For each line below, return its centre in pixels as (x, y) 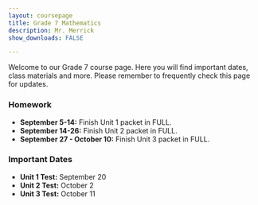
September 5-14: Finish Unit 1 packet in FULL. (96, 122)
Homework (30, 105)
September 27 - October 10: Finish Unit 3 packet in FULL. (115, 139)
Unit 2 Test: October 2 (57, 185)
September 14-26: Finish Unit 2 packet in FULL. (98, 130)
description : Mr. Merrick (51, 30)
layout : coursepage (41, 15)
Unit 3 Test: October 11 (57, 193)
